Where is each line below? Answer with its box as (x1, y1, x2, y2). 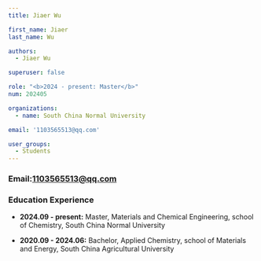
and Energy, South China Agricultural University (19, 244, 175, 254)
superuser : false (8, 68, 65, 77)
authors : (8, 47, 37, 55)
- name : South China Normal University (15, 112, 146, 119)
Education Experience (8, 194, 94, 205)
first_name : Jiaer (8, 25, 68, 34)
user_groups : (8, 140, 51, 148)
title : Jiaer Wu (8, 11, 61, 20)
